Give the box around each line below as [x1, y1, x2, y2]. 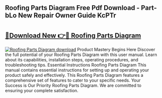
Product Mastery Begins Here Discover [77, 47, 156, 52]
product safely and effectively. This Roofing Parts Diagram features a [5, 72, 144, 78]
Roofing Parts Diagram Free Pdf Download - [5, 4, 140, 12]
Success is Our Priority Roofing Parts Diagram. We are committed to [5, 83, 142, 88]
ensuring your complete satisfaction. [5, 88, 79, 93]
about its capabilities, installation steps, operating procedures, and [5, 57, 139, 62]
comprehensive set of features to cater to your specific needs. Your [5, 77, 141, 83]
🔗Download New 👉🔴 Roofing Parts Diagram [5, 31, 141, 40]
